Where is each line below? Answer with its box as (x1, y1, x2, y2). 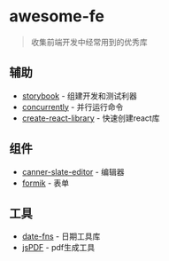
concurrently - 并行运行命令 (21, 101, 124, 112)
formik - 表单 (21, 178, 70, 188)
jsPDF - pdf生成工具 (21, 242, 96, 253)
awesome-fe (9, 6, 104, 27)
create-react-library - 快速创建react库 (21, 113, 160, 123)
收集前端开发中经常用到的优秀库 (30, 36, 148, 47)
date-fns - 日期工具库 (21, 231, 101, 241)
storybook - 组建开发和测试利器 (21, 91, 137, 101)
